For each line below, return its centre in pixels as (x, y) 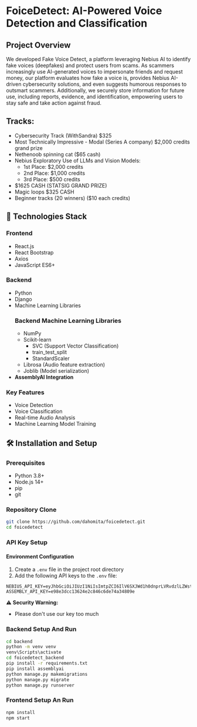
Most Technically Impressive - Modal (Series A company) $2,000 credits (102, 142)
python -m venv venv (31, 647)
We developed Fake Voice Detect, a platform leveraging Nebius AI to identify (98, 59)
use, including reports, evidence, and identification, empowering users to (94, 96)
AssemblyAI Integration (44, 377)
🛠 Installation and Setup (52, 443)
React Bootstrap (34, 252)
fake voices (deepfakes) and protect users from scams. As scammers (90, 65)
